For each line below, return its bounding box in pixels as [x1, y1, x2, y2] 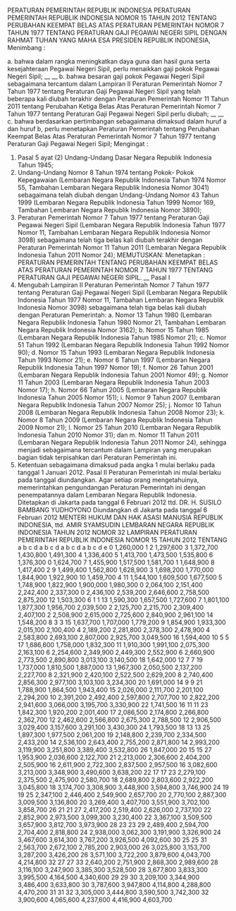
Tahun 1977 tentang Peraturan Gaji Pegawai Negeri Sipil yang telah [7, 88, 201, 95]
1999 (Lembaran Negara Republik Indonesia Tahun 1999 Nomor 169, [17, 198, 216, 207]
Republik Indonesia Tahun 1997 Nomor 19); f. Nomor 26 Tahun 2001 [17, 363, 213, 371]
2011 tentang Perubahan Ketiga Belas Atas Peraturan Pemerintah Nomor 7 [7, 102, 222, 110]
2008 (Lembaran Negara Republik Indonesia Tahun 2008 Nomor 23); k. [17, 409, 225, 416]
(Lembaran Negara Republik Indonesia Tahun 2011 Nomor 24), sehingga [17, 438, 227, 447]
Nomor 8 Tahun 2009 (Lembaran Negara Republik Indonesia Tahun [17, 416, 213, 424]
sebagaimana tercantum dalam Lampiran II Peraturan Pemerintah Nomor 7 [7, 80, 223, 88]
